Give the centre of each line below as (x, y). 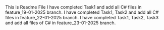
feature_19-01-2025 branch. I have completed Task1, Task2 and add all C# (82, 12)
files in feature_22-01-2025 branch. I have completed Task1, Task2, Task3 (82, 17)
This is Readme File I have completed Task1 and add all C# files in (73, 7)
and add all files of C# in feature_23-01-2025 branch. (61, 23)
